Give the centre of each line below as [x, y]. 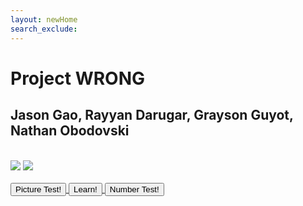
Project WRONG [78, 78]
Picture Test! [38, 189]
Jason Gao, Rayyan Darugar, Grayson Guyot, [152, 115]
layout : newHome [44, 19]
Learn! [85, 189]
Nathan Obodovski [70, 131]
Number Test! [134, 189]
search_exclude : [44, 29]
